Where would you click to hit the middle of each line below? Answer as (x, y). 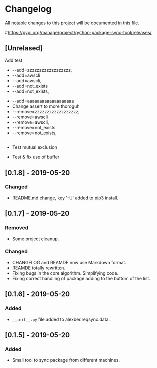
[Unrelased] (24, 48)
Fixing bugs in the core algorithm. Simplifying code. (65, 273)
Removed (17, 228)
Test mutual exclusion (35, 147)
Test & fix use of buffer (36, 157)
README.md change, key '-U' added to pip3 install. (65, 198)
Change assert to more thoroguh (46, 106)
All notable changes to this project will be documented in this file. (72, 23)
